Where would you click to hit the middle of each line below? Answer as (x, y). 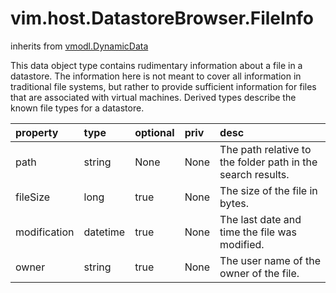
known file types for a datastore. (77, 108)
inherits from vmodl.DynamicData (79, 46)
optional (154, 132)
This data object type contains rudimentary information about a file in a (156, 65)
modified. (242, 244)
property (37, 132)
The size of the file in (268, 190)
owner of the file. (259, 273)
